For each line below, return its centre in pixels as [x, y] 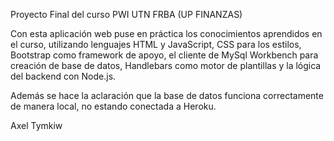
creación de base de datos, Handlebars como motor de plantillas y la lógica [166, 65]
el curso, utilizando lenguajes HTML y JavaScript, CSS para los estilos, [156, 44]
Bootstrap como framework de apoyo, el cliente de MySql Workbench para [164, 55]
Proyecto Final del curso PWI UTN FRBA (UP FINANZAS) [126, 14]
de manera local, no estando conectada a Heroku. [113, 106]
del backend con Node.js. [63, 76]
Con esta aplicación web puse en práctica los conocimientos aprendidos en [166, 33]
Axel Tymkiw [36, 125]
